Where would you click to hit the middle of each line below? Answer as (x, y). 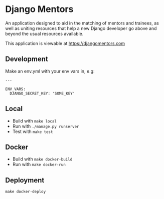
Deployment (25, 180)
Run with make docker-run (39, 164)
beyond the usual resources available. (44, 33)
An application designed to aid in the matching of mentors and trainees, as (82, 23)
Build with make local (34, 120)
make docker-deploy (26, 192)
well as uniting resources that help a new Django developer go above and (81, 28)
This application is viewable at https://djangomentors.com (65, 43)
